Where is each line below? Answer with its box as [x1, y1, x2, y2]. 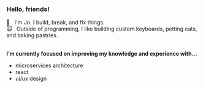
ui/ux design [15, 75, 47, 82]
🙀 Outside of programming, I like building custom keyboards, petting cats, [6, 25, 197, 32]
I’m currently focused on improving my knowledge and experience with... [6, 50, 197, 57]
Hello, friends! [6, 5, 50, 13]
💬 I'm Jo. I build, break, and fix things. [6, 19, 105, 26]
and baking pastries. [6, 32, 58, 39]
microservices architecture [15, 62, 83, 69]
